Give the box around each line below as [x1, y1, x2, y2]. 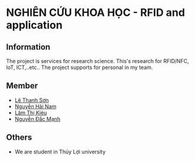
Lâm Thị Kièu [14, 109, 47, 116]
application [6, 18, 63, 32]
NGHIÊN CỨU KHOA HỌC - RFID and [6, 6, 185, 19]
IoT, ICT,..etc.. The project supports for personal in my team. [6, 64, 153, 71]
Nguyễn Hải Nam [14, 103, 57, 110]
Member [6, 81, 38, 91]
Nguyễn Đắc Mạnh [14, 115, 61, 122]
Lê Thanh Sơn [14, 96, 49, 103]
